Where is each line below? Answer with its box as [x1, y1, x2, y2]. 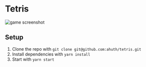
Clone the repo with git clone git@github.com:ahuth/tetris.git [12, 46, 142, 52]
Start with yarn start [12, 56, 55, 62]
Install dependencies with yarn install [12, 51, 90, 57]
